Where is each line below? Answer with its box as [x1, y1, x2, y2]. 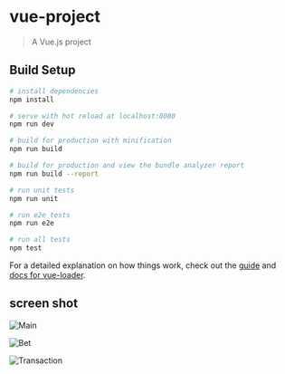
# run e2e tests [9, 210, 71, 219]
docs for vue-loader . [9, 270, 86, 280]
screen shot [9, 296, 79, 312]
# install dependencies [9, 86, 100, 96]
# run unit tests [9, 186, 75, 195]
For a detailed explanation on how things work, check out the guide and [9, 260, 277, 271]
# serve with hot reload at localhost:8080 [9, 111, 176, 120]
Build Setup [9, 62, 76, 78]
